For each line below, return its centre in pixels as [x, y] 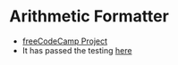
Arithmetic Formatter [89, 16]
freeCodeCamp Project [65, 41]
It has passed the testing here [77, 50]
